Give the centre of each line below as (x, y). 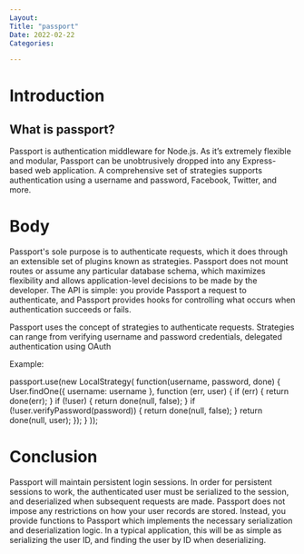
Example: (27, 364)
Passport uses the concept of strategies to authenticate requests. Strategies (152, 327)
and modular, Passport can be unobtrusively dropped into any (125, 161)
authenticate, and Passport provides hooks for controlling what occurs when (152, 300)
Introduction (57, 96)
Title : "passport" (44, 26)
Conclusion (54, 457)
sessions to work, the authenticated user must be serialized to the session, (149, 492)
